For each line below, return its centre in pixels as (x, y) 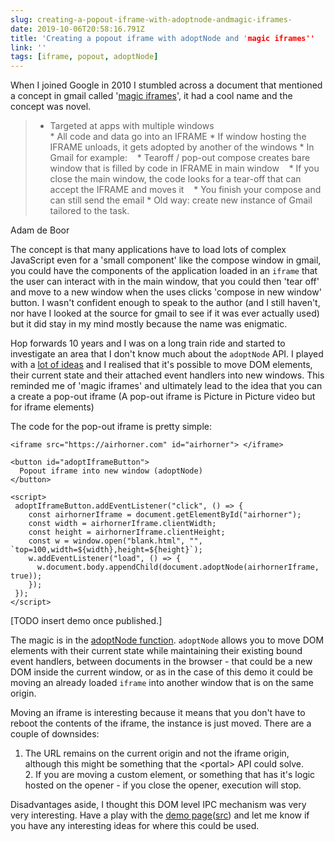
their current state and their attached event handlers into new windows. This (167, 375)
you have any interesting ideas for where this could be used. (135, 826)
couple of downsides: (55, 734)
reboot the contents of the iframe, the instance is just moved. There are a (161, 723)
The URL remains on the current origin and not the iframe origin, (157, 753)
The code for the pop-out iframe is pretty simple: (111, 427)
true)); (26, 576)
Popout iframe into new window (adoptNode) (111, 471)
